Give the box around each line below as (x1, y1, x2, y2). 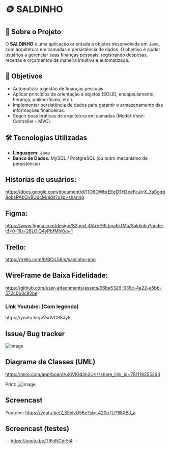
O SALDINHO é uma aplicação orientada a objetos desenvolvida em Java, (5, 41, 160, 47)
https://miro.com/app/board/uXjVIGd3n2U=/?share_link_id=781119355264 (5, 371, 161, 377)
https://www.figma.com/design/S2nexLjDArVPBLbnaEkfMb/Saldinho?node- (5, 223, 164, 229)
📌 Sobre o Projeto (5, 27, 62, 36)
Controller (12, 118, 34, 124)
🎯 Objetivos (5, 72, 43, 81)
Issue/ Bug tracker (5, 329, 65, 338)
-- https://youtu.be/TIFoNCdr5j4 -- (5, 438, 78, 444)
